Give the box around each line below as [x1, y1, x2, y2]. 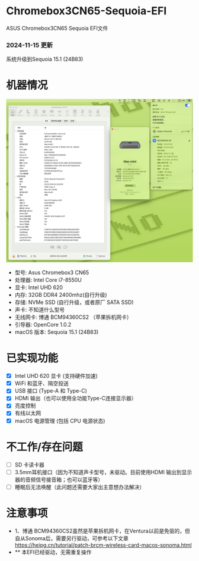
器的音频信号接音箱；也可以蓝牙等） [14, 476, 104, 483]
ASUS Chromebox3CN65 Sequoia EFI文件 [6, 24, 108, 32]
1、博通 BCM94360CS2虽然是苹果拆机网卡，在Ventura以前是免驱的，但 [14, 527, 191, 534]
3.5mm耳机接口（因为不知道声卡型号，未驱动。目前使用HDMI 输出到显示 [14, 468, 192, 475]
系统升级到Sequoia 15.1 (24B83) [6, 55, 84, 63]
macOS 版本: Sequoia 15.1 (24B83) [14, 328, 99, 336]
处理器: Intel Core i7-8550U [14, 277, 82, 284]
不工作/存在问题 [6, 440, 83, 453]
